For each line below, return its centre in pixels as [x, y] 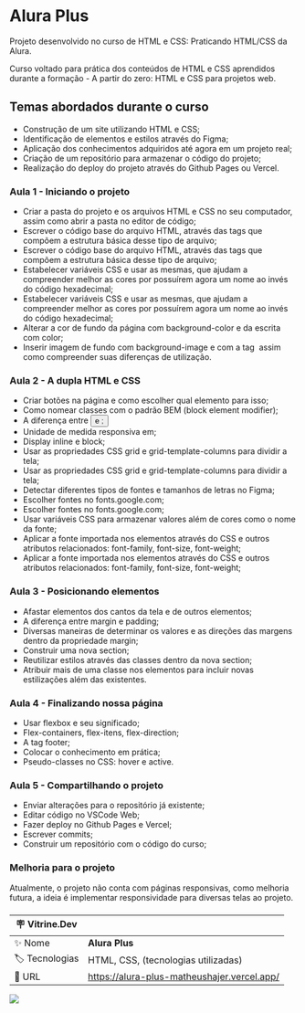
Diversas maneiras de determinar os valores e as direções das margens [158, 630]
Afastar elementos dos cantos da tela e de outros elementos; [137, 611]
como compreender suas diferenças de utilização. [117, 357]
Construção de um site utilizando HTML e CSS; [111, 129]
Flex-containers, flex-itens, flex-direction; [101, 733]
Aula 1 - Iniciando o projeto [70, 191]
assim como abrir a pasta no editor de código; [109, 221]
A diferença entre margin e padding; [91, 621]
